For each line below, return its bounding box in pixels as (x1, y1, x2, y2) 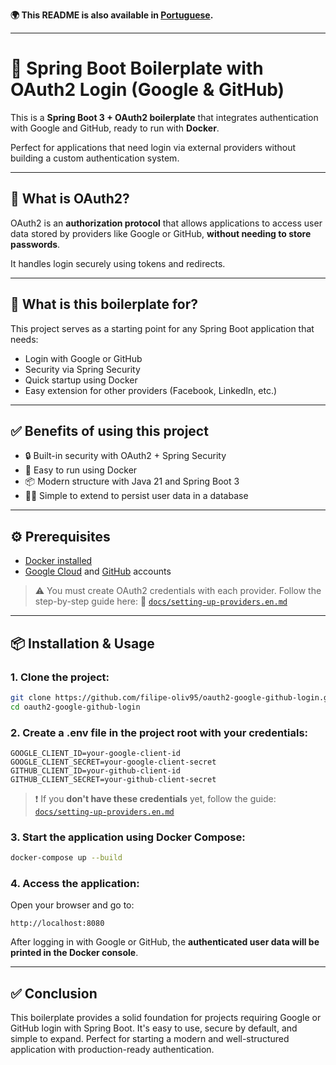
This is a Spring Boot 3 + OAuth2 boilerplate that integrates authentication (10, 111, 319, 123)
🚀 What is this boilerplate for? (10, 296, 199, 313)
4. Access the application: (10, 877, 140, 891)
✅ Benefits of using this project (10, 422, 209, 439)
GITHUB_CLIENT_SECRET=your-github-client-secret (10, 774, 217, 784)
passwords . (10, 238, 61, 250)
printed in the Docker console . (10, 947, 139, 959)
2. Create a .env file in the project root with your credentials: (10, 725, 309, 739)
